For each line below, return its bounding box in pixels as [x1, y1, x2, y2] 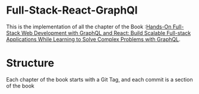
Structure [6, 57, 55, 70]
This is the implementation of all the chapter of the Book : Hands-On [6, 23, 172, 30]
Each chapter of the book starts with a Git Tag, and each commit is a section [6, 76, 193, 83]
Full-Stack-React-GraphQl [6, 4, 138, 17]
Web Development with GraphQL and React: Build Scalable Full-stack [21, 29, 191, 36]
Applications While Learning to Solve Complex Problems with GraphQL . [6, 35, 181, 43]
